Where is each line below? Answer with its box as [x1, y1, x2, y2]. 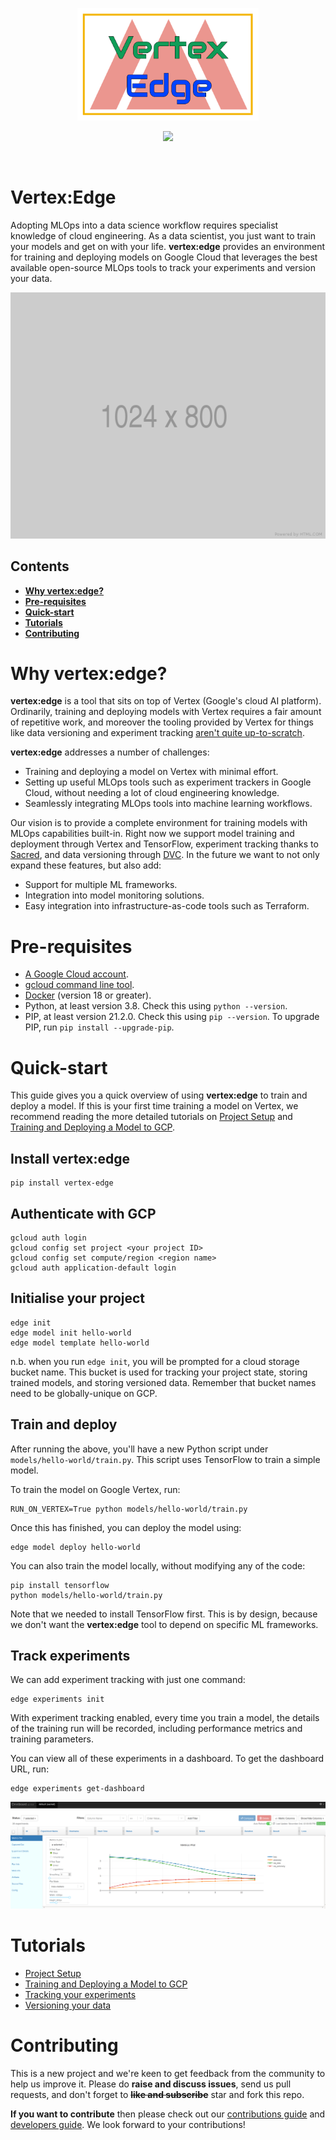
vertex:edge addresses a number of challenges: [10, 746, 210, 758]
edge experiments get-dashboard [10, 1784, 145, 1794]
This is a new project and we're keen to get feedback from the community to [10, 2068, 326, 2080]
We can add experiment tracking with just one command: [10, 1674, 246, 1686]
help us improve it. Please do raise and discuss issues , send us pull [10, 2078, 292, 2090]
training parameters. [10, 1733, 94, 1745]
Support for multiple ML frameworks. [24, 879, 178, 891]
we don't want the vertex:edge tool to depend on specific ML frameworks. [10, 1618, 319, 1630]
